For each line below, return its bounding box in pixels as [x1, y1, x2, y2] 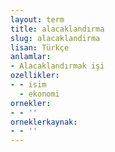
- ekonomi [19, 89, 60, 99]
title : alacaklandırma [10, 24, 105, 34]
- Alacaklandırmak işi [10, 61, 105, 71]
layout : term [10, 14, 65, 25]
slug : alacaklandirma [10, 33, 101, 43]
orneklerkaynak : [10, 117, 78, 127]
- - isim [10, 80, 47, 90]
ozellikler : [10, 71, 60, 81]
